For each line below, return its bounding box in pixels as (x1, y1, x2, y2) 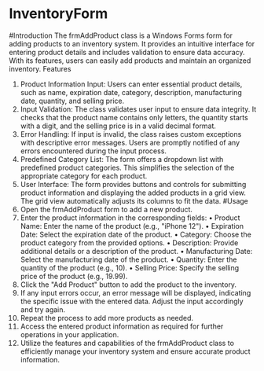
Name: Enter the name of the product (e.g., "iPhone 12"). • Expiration (20, 221, 244, 230)
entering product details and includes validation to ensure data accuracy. (9, 47, 246, 57)
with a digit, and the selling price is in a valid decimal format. (20, 121, 217, 130)
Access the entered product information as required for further (20, 321, 224, 331)
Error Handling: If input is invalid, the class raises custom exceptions (20, 129, 242, 138)
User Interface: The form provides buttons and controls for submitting (20, 179, 247, 189)
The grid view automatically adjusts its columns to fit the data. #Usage (20, 196, 248, 205)
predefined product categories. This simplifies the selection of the (20, 163, 235, 172)
